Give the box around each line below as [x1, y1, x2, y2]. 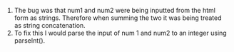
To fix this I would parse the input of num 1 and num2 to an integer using [14, 28, 227, 37]
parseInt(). [14, 36, 46, 45]
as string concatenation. [14, 21, 86, 29]
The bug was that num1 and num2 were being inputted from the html [14, 6, 216, 14]
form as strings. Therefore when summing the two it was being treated [14, 14, 223, 22]
